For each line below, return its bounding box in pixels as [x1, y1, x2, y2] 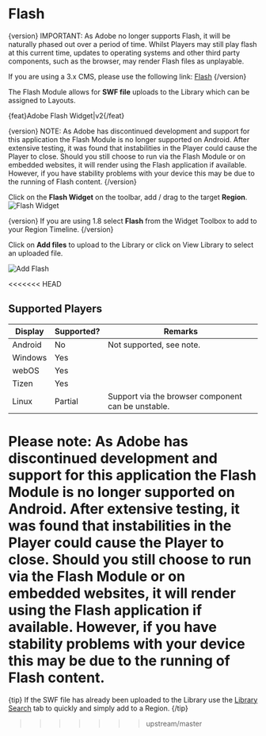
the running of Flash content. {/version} [8, 176, 137, 187]
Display [14, 326, 44, 337]
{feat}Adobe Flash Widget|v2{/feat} [8, 110, 125, 120]
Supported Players [8, 302, 103, 316]
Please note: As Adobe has [8, 432, 188, 450]
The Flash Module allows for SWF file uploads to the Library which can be [8, 87, 250, 96]
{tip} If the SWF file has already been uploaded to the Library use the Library [8, 695, 258, 704]
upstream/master [146, 719, 203, 728]
